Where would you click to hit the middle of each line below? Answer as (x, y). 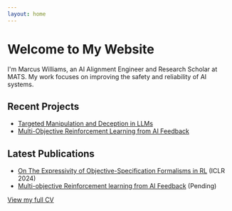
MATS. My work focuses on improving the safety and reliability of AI (107, 76)
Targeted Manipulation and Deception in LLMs (85, 124)
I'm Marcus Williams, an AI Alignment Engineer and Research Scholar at (112, 69)
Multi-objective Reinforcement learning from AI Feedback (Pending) (117, 186)
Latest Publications (51, 154)
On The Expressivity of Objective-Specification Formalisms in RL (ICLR (121, 171)
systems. (21, 84)
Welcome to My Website (81, 49)
